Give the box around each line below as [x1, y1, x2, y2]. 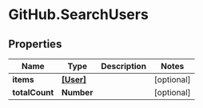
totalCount [12, 87, 54, 98]
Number [61, 87, 94, 98]
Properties [8, 37, 62, 51]
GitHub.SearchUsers [8, 6, 149, 24]
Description [101, 61, 146, 71]
